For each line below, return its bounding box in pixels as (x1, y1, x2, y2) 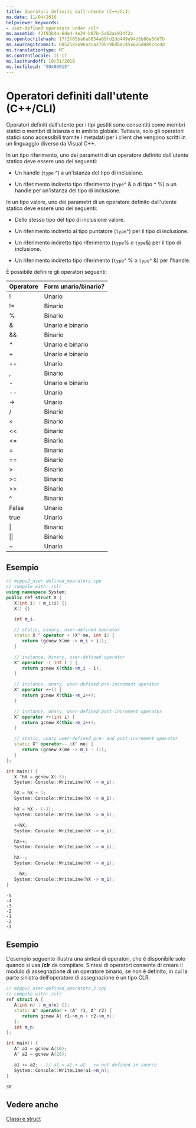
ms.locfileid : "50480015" (6, 63, 70, 70)
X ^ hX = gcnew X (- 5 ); (14, 774, 67, 780)
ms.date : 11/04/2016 (6, 14, 57, 20)
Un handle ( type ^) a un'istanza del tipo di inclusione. (14, 169, 143, 176)
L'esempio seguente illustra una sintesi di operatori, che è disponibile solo (6, 955, 186, 962)
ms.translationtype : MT (6, 47, 65, 53)
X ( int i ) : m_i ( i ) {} (14, 600, 67, 606)
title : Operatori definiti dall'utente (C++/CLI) (6, 8, 131, 15)
